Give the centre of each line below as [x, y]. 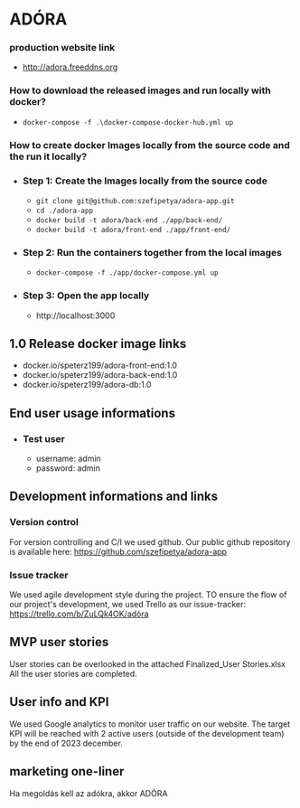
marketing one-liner [67, 771]
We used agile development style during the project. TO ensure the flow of [148, 595]
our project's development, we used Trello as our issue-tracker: [128, 605]
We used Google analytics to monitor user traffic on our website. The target [150, 724]
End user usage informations [93, 413]
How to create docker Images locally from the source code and [150, 145]
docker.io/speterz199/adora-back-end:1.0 [100, 375]
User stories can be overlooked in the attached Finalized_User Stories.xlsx [148, 663]
